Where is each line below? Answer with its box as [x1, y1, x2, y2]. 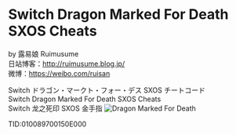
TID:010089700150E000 [8, 119, 87, 129]
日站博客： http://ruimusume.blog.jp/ [8, 59, 125, 68]
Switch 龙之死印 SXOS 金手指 [8, 104, 103, 113]
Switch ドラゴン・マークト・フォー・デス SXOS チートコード [8, 85, 205, 95]
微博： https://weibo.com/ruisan [8, 68, 111, 78]
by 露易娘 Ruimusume [8, 49, 79, 58]
